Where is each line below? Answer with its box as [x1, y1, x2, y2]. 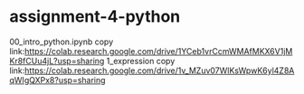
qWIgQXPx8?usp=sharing [9, 74, 106, 85]
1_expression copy [106, 55, 176, 66]
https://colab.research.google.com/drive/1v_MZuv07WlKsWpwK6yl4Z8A [24, 65, 295, 76]
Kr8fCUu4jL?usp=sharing [9, 55, 105, 66]
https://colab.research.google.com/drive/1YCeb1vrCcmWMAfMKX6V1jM [24, 45, 293, 56]
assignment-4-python [9, 6, 181, 27]
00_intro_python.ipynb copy [9, 36, 114, 47]
